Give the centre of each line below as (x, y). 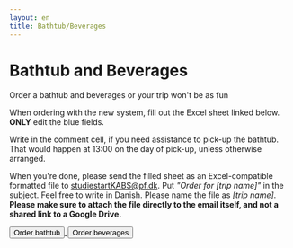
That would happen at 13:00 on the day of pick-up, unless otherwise (136, 149)
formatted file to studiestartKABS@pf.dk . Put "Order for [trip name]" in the (147, 186)
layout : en (30, 18)
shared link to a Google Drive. (66, 214)
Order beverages (101, 233)
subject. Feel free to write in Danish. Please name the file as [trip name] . (143, 195)
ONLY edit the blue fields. (57, 122)
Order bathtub (37, 233)
